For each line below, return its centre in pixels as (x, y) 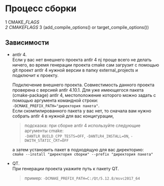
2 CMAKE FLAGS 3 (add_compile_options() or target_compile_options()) (77, 27)
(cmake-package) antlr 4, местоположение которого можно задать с (84, 95)
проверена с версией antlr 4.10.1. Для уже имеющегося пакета (78, 90)
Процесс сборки (41, 9)
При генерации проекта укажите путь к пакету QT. (66, 168)
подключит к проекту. (35, 75)
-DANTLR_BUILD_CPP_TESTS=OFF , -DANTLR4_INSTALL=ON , (77, 136)
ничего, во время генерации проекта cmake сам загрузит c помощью (86, 65)
